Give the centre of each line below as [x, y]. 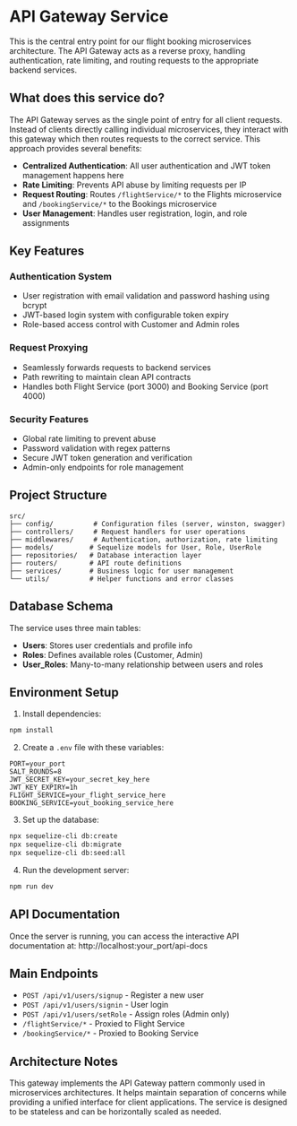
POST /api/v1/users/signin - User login [95, 1005]
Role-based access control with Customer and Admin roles [131, 325]
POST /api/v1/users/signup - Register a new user [113, 995]
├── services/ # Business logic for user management [122, 571]
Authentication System [60, 277]
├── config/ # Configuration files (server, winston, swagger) [148, 524]
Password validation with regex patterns [96, 448]
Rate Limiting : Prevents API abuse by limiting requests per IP [134, 185]
